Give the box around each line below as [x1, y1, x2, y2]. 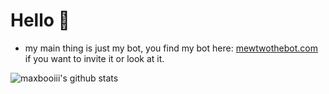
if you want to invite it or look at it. [24, 52, 165, 64]
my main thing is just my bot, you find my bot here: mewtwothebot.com [24, 42, 318, 54]
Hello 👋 [10, 9, 70, 32]
